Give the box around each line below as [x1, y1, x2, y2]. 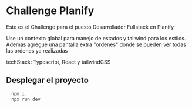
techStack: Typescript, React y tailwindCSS [6, 58, 111, 65]
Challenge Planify [6, 4, 95, 18]
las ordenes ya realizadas [6, 47, 68, 54]
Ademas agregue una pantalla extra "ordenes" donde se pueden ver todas [6, 41, 186, 48]
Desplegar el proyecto [6, 75, 89, 85]
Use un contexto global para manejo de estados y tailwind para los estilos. [6, 34, 186, 41]
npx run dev [11, 96, 41, 102]
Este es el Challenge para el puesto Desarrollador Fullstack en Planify [6, 23, 174, 30]
